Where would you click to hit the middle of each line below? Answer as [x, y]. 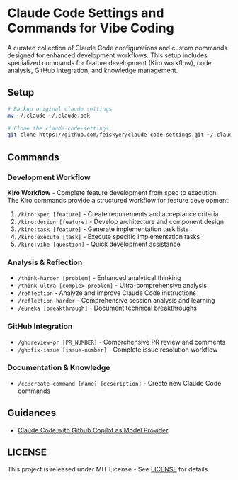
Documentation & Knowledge [59, 368]
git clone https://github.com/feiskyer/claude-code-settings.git [106, 135]
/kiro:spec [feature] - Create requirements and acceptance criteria [118, 213]
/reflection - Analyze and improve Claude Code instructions [107, 293]
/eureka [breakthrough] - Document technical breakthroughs [107, 308]
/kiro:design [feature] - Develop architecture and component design [121, 221]
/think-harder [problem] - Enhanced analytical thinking [99, 278]
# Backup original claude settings [60, 109]
